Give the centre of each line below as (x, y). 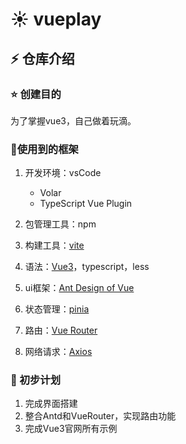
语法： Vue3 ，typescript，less (87, 267)
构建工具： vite (54, 245)
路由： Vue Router (61, 330)
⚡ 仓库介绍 (42, 58)
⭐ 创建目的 (36, 94)
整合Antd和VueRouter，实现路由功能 (100, 416)
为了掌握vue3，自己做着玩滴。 (73, 120)
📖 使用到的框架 (44, 149)
